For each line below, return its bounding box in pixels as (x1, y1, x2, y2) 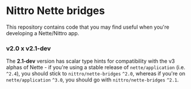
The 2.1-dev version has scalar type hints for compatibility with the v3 (6, 57, 175, 65)
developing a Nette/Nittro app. (6, 29, 80, 36)
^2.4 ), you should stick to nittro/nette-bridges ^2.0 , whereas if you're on (6, 70, 186, 77)
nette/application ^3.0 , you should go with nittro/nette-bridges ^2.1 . (6, 76, 179, 83)
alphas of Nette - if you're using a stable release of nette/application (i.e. (6, 64, 186, 71)
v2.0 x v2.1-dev (6, 44, 51, 52)
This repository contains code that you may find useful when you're (6, 23, 170, 30)
